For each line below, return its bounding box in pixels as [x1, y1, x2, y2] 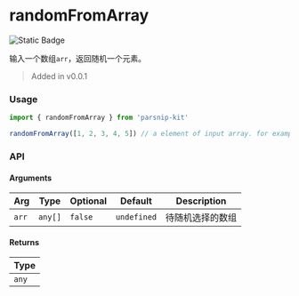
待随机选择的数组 [165, 212, 238, 224]
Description [175, 195, 227, 207]
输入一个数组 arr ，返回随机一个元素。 [9, 52, 147, 63]
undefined [115, 212, 158, 222]
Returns [9, 236, 40, 247]
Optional [69, 195, 108, 207]
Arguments [9, 172, 53, 183]
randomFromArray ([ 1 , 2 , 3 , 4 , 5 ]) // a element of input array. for [9, 130, 269, 139]
